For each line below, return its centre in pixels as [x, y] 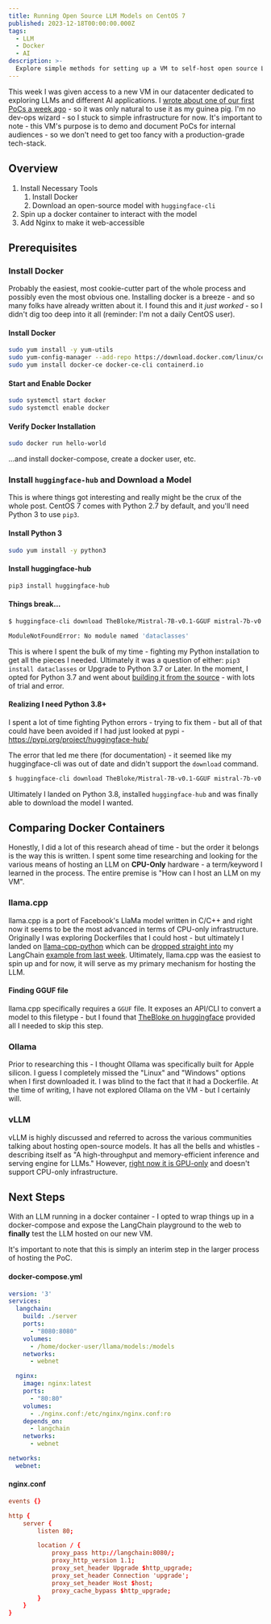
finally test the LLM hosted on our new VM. [81, 1234]
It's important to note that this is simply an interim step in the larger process [134, 1249]
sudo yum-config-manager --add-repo [70, 358]
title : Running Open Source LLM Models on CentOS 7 [97, 16]
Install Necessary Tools [59, 188]
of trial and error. [36, 685]
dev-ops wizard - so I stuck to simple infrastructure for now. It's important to [135, 117]
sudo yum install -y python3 [57, 550]
